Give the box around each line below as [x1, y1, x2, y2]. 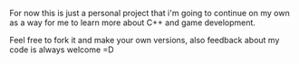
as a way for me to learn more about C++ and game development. [9, 17, 256, 28]
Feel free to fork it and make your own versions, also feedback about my [9, 35, 280, 45]
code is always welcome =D [9, 44, 115, 55]
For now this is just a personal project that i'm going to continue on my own [9, 8, 290, 18]
